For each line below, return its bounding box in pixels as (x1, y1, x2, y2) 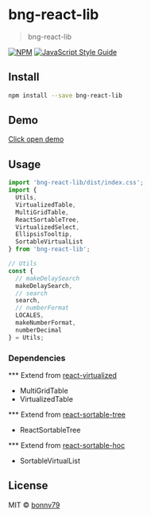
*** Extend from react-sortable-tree (8, 410, 126, 419)
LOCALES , (15, 312, 45, 320)
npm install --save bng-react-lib (8, 91, 123, 99)
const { (8, 266, 34, 275)
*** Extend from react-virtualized (8, 370, 117, 379)
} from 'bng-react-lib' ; (8, 245, 91, 254)
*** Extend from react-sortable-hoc (8, 440, 126, 450)
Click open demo (8, 134, 64, 144)
